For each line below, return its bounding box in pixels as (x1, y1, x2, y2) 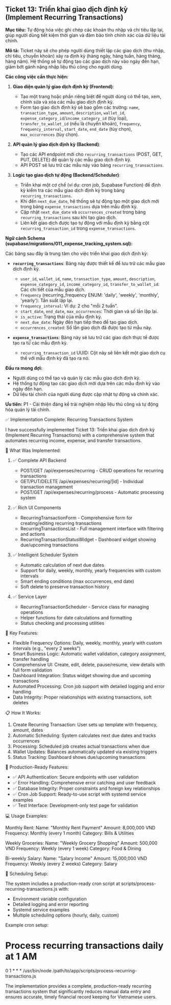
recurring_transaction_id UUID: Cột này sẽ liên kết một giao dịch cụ (20, 349, 166, 355)
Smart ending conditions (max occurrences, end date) (20, 578, 134, 584)
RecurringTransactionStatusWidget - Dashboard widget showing (20, 536, 156, 542)
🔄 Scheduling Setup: (5, 870, 48, 876)
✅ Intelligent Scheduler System (12, 552, 79, 558)
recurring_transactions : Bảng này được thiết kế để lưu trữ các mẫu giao (12, 260, 165, 266)
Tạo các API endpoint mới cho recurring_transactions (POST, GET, (20, 151, 162, 157)
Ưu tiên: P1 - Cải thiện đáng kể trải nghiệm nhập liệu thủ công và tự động (5, 401, 159, 407)
